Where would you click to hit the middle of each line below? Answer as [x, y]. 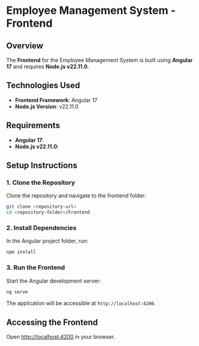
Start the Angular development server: [54, 281]
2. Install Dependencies [41, 228]
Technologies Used [43, 85]
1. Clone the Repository [41, 182]
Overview [25, 46]
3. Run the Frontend [35, 268]
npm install [21, 252]
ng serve [17, 292]
